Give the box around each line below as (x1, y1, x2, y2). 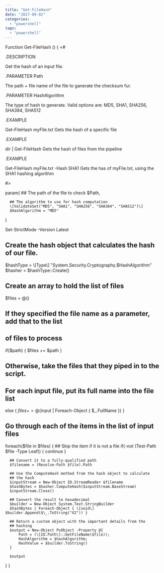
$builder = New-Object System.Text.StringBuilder (9, 501, 114, 506)
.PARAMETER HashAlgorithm (5, 93, 65, 98)
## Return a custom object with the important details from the (9, 519, 146, 524)
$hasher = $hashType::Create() (5, 267, 70, 273)
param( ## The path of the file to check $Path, (5, 190, 100, 196)
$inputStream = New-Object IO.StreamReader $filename (9, 479, 123, 485)
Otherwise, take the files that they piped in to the (5, 362, 160, 370)
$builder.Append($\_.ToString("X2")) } (5, 510, 88, 515)
